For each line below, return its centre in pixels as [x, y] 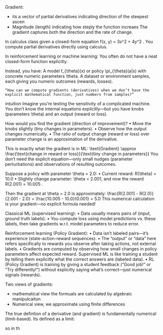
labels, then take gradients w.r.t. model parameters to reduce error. [72, 224]
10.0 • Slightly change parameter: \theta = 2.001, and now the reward [74, 179]
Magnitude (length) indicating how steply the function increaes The [80, 27]
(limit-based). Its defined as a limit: [40, 319]
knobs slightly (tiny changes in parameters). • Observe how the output [76, 129]
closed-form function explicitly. [37, 61]
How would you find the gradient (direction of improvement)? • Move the [78, 123]
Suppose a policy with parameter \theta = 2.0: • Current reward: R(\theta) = [81, 174]
